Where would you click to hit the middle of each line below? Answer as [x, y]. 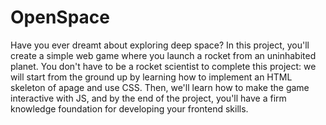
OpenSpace [60, 17]
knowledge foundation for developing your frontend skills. [129, 108]
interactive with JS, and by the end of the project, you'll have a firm [148, 98]
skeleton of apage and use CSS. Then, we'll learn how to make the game [160, 87]
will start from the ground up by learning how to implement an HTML [151, 77]
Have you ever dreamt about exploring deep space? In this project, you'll [160, 45]
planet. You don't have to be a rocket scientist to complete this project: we [163, 66]
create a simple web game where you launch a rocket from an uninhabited [163, 55]
